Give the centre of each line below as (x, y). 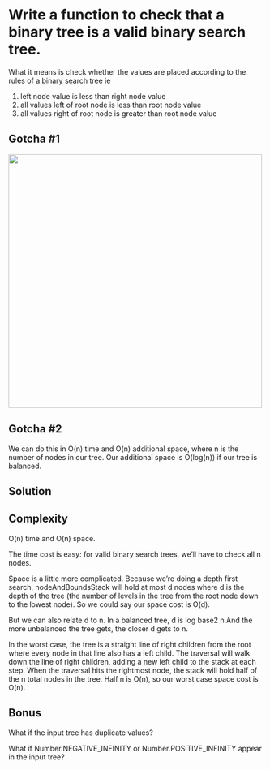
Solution (30, 491)
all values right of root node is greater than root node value (118, 113)
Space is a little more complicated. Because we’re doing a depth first (123, 579)
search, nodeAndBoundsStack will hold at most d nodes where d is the (126, 587)
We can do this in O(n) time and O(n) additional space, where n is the (124, 449)
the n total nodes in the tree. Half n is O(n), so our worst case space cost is (133, 678)
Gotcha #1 (34, 139)
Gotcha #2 (35, 429)
